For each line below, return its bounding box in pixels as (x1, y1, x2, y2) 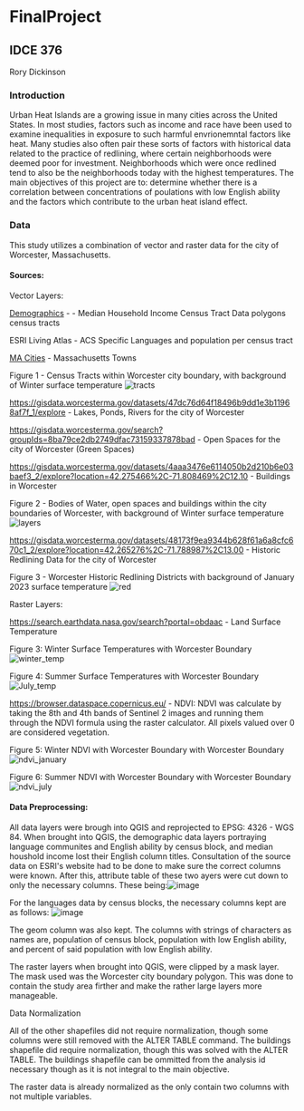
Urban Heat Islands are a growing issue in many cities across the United (9, 110, 278, 121)
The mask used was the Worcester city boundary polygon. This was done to (9, 971, 294, 981)
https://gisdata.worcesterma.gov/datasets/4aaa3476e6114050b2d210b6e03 (9, 460, 294, 472)
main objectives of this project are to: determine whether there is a (9, 177, 258, 188)
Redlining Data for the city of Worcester (9, 554, 157, 565)
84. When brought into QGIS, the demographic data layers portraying (9, 832, 267, 842)
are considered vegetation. (9, 727, 110, 738)
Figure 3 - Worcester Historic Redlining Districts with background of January (9, 571, 295, 582)
